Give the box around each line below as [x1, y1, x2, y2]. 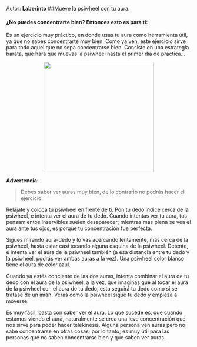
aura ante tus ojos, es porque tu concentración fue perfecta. [6, 225, 152, 232]
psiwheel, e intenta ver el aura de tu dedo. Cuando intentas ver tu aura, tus [6, 212, 187, 219]
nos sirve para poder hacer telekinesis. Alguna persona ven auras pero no [6, 322, 185, 329]
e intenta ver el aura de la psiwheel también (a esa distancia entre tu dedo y [6, 249, 190, 256]
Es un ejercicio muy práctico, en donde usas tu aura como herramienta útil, [6, 32, 188, 39]
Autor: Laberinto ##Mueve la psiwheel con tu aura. [6, 5, 130, 12]
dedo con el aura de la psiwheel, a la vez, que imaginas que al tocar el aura [6, 279, 188, 286]
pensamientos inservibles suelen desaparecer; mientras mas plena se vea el [6, 219, 191, 226]
